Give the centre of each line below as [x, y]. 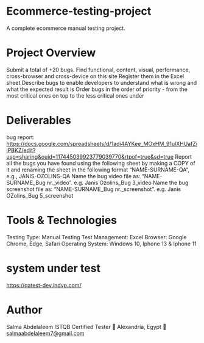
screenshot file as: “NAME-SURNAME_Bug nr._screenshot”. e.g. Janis [94, 189]
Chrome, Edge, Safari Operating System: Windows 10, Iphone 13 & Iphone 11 [101, 244]
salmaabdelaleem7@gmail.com [45, 333]
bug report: [20, 137]
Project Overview [51, 53]
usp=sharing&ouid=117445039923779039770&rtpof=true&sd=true [90, 156]
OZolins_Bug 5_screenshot [40, 195]
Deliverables [39, 121]
